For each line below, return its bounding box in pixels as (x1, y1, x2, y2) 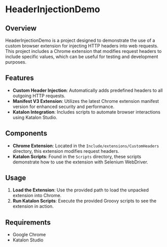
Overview (5, 24, 37, 33)
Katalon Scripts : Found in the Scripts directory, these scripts (12, 153, 141, 159)
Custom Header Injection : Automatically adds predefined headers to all (12, 87, 163, 93)
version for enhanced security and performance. (12, 103, 115, 109)
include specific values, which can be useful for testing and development (5, 53, 158, 60)
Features (5, 74, 34, 83)
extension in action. (12, 203, 54, 209)
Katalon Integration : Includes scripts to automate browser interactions (12, 108, 161, 115)
